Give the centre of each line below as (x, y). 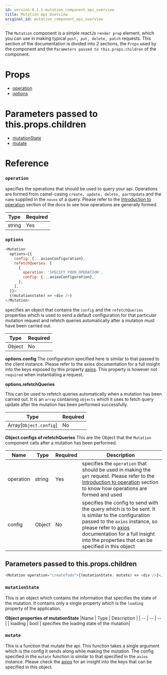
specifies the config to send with (120, 503)
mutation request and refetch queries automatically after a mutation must (80, 320)
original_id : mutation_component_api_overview (54, 19)
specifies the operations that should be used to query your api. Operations (82, 189)
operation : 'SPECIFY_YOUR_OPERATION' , (63, 272)
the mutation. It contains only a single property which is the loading (74, 603)
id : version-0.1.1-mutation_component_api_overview (60, 10)
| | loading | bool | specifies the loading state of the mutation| (68, 623)
